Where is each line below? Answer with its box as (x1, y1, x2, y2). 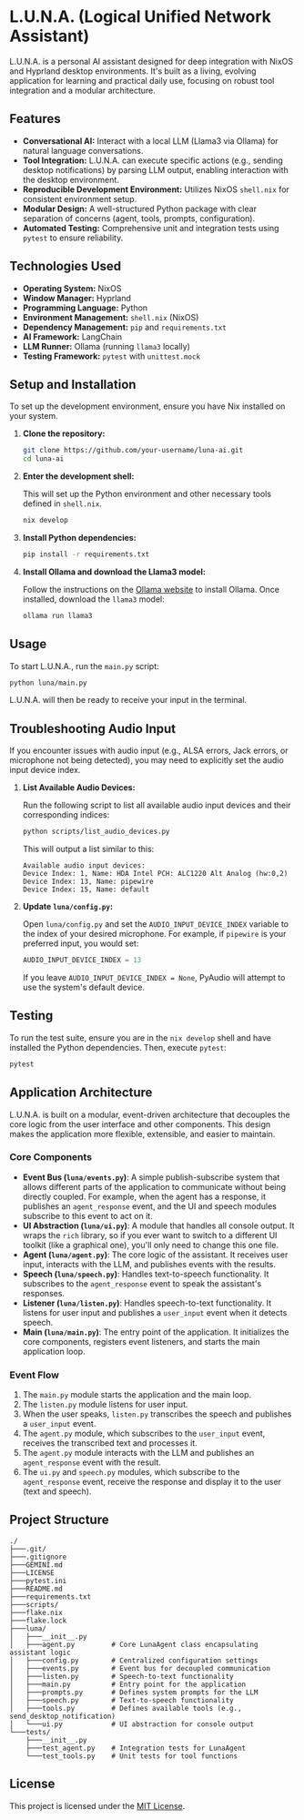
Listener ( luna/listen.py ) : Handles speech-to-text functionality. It (22, 1297, 272, 1308)
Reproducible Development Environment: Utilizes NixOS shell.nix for (22, 184, 289, 195)
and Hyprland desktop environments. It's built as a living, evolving (9, 66, 257, 76)
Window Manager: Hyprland (22, 292, 132, 303)
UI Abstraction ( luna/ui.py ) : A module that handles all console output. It (22, 1220, 295, 1231)
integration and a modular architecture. (9, 85, 157, 96)
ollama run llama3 (22, 611, 93, 620)
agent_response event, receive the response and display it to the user (22, 1477, 282, 1488)
